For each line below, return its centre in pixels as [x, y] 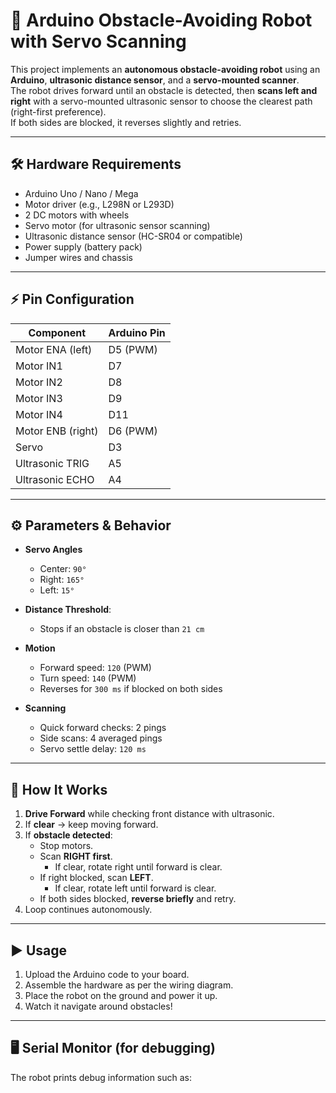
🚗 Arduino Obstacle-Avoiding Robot [161, 20]
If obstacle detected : [68, 835]
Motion [40, 648]
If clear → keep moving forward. [91, 825]
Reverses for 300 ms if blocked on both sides [131, 689]
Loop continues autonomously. [88, 910]
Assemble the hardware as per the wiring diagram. [129, 985]
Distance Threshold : [68, 610]
